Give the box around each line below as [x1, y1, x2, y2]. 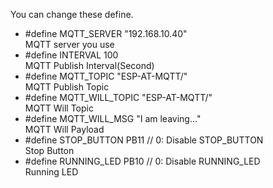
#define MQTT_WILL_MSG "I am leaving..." [24, 113, 202, 124]
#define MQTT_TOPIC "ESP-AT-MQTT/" [24, 70, 188, 82]
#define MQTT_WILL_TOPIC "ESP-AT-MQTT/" [24, 92, 213, 103]
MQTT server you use [24, 39, 115, 50]
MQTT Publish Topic [24, 81, 110, 93]
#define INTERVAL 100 [24, 49, 119, 61]
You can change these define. [10, 9, 134, 20]
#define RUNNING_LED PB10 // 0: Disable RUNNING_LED [24, 155, 261, 167]
